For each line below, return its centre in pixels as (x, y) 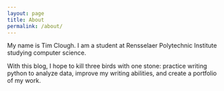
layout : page (26, 13)
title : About (26, 20)
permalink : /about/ (35, 26)
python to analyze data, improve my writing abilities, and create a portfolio (112, 73)
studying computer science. (47, 53)
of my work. (24, 81)
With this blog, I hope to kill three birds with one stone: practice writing (107, 66)
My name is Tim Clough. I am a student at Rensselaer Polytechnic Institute (112, 46)
